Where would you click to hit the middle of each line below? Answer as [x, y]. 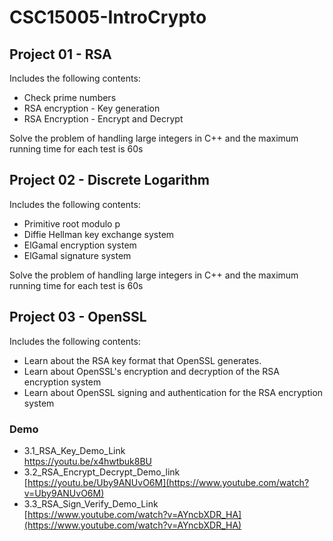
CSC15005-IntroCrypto [108, 17]
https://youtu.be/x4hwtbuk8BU [88, 461]
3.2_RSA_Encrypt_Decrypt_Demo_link [102, 472]
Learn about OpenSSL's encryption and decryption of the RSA [151, 371]
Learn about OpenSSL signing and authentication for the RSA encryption [173, 392]
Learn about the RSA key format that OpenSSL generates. [142, 360]
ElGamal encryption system [80, 245]
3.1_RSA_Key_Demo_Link [74, 450]
